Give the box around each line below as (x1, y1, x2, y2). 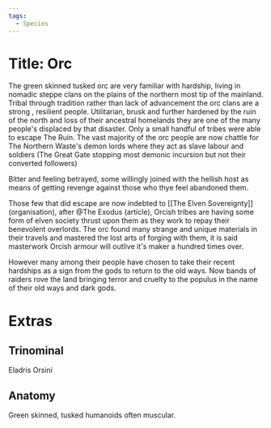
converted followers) (8, 159, 78, 169)
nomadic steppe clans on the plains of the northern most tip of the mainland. (8, 90, 264, 100)
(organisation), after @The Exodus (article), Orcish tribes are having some (8, 208, 255, 217)
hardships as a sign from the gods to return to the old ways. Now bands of (8, 266, 256, 276)
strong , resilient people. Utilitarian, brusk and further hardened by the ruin (8, 107, 256, 117)
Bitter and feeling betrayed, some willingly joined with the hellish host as (8, 174, 249, 184)
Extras (8, 311, 53, 330)
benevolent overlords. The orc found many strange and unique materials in (8, 225, 257, 234)
